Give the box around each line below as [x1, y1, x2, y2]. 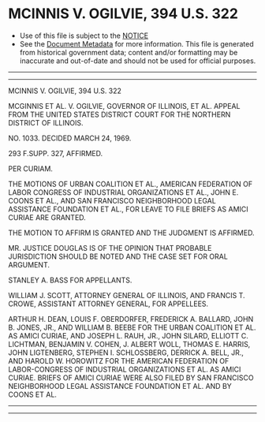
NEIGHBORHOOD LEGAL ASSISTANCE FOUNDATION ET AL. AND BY [8, 381, 233, 390]
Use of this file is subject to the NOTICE [19, 31, 148, 40]
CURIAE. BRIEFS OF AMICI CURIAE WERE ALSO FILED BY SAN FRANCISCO [8, 372, 254, 383]
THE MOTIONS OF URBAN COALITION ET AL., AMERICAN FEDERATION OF [8, 179, 253, 189]
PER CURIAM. [8, 163, 54, 174]
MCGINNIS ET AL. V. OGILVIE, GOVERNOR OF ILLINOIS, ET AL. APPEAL [8, 101, 241, 110]
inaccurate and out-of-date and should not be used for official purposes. [19, 56, 256, 65]
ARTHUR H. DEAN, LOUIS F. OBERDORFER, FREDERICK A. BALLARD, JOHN [8, 314, 254, 323]
